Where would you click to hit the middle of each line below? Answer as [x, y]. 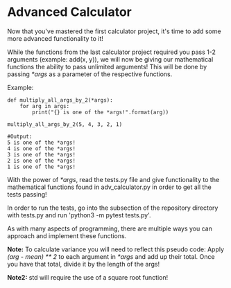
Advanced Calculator [69, 12]
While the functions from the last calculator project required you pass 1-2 [112, 52]
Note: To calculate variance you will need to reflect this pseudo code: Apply [115, 249]
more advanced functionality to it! [55, 38]
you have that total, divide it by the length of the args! [84, 264]
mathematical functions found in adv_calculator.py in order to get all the [109, 187]
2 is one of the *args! [42, 161]
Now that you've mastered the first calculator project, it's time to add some [114, 31]
